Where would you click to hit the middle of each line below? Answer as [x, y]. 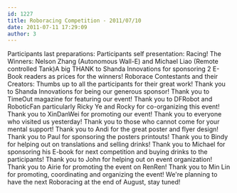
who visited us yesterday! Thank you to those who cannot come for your [114, 122]
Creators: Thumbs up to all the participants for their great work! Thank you [117, 84]
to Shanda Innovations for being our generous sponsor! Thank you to [109, 92]
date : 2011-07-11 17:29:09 [47, 27]
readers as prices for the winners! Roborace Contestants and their [121, 77]
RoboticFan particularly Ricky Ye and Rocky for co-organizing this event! [114, 106]
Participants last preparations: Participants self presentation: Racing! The [115, 54]
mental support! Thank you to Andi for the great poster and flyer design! [113, 129]
